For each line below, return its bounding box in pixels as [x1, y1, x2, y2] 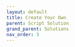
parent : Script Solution [6, 20, 70, 27]
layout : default [6, 9, 47, 15]
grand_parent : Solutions [6, 26, 70, 32]
